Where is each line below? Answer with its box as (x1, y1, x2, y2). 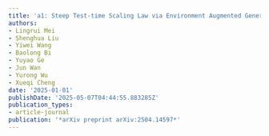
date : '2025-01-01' (8, 86, 74, 94)
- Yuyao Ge (8, 57, 45, 65)
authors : (8, 19, 38, 27)
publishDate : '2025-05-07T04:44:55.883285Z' (8, 94, 159, 102)
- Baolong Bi (8, 49, 52, 57)
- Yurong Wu (8, 71, 48, 79)
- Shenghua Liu (8, 34, 59, 42)
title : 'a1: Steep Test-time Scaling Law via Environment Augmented (8, 11, 242, 20)
